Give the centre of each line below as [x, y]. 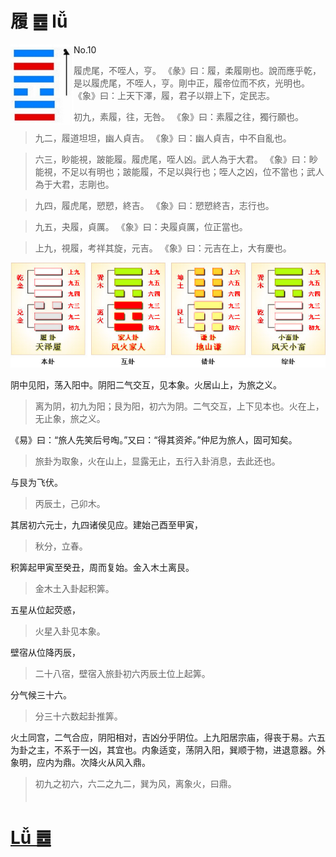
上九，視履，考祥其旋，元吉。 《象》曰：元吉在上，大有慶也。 [163, 248]
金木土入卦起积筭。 [74, 589]
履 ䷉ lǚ [39, 21]
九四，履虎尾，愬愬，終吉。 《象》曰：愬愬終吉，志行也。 [154, 205]
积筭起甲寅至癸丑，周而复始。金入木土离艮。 [102, 568]
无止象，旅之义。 [70, 419]
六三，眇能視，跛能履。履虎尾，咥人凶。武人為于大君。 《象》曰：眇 [176, 159]
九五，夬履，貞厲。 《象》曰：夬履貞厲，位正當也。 [141, 226]
